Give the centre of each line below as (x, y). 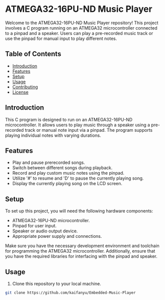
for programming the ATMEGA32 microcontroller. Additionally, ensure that (80, 251)
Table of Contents (33, 54)
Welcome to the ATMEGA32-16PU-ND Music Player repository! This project (82, 23)
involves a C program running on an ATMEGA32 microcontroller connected (81, 28)
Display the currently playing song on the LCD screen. (67, 184)
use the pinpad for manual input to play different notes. (61, 38)
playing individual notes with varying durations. (53, 135)
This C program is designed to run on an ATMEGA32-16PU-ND (69, 119)
